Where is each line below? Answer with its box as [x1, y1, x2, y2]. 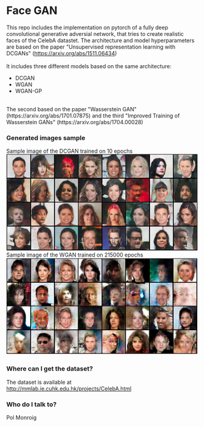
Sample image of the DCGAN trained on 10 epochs [6, 147, 133, 155]
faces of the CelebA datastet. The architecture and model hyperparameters [6, 36, 195, 44]
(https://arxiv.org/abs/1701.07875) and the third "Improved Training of [6, 112, 180, 119]
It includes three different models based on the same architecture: [6, 62, 172, 70]
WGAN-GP [15, 87, 42, 94]
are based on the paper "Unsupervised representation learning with [6, 43, 176, 50]
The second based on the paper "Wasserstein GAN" [6, 105, 137, 113]
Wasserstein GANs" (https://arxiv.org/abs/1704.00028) [6, 118, 144, 125]
